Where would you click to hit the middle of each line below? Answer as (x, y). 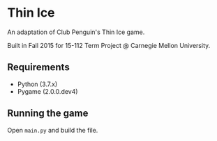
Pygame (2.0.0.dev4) (47, 91)
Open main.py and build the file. (53, 130)
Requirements (38, 67)
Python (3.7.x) (37, 84)
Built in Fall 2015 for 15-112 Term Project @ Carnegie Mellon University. (109, 45)
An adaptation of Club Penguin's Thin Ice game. (76, 32)
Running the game (48, 114)
